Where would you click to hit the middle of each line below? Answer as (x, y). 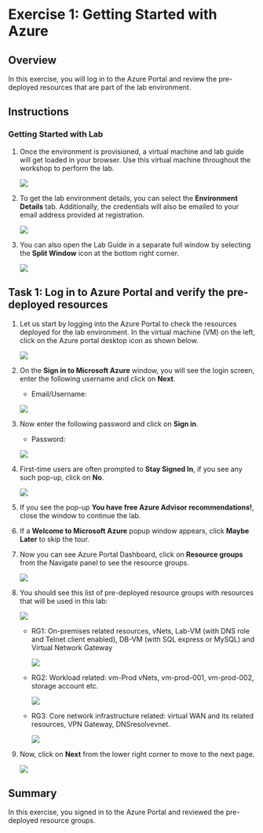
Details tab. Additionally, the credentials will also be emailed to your (129, 206)
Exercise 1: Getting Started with (113, 15)
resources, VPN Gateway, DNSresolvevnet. (100, 724)
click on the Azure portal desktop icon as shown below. (109, 340)
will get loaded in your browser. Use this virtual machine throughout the (135, 159)
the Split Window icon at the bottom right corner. (99, 253)
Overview (33, 60)
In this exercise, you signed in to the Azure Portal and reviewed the (116, 812)
